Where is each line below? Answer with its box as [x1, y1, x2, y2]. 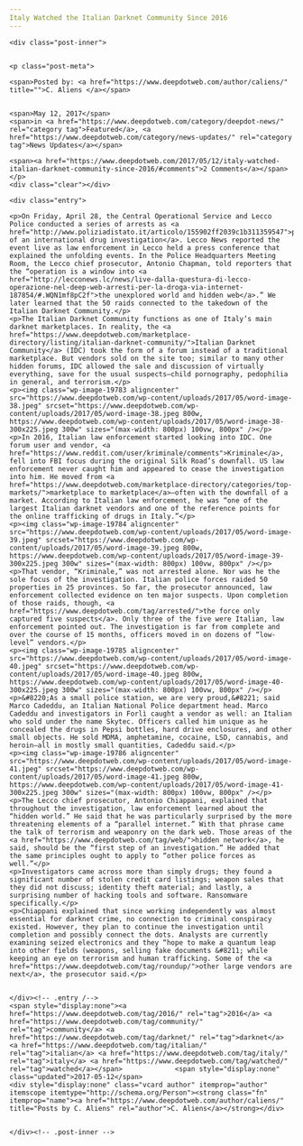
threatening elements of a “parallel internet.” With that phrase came [9, 819, 284, 828]
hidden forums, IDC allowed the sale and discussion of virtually [9, 362, 264, 371]
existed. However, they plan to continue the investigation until [9, 922, 264, 931]
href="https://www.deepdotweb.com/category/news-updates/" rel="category [9, 133, 293, 142]
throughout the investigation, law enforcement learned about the [9, 804, 264, 813]
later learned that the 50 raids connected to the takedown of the [9, 299, 269, 308]
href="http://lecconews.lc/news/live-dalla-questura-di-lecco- [9, 274, 252, 284]
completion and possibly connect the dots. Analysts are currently [9, 930, 269, 939]
